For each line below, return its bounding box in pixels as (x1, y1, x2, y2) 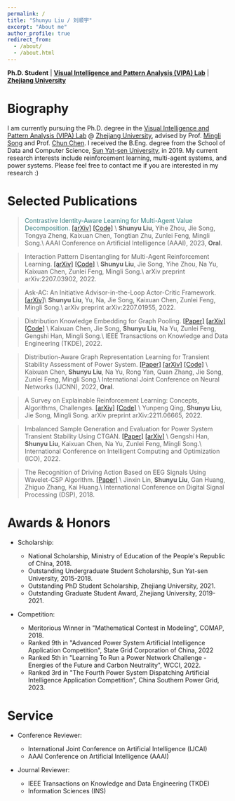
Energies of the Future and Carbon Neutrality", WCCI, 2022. (27, 661, 201, 669)
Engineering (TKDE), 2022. (24, 339, 103, 347)
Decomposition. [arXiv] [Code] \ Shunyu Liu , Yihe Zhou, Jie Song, (24, 224, 215, 232)
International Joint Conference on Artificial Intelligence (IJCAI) (27, 744, 208, 753)
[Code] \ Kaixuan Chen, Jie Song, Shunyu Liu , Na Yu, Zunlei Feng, (24, 324, 217, 332)
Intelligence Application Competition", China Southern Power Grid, (27, 675, 220, 684)
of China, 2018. (27, 559, 72, 567)
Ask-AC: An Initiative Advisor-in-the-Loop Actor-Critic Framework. (24, 288, 216, 297)
